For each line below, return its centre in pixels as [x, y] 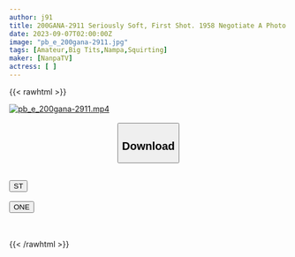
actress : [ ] [33, 67]
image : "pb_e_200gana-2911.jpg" [68, 42]
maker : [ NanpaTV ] [41, 58]
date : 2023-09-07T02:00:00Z [61, 34]
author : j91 [31, 17]
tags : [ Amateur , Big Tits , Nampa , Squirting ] [88, 50]
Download [148, 146]
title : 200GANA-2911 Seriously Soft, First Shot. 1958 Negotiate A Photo [148, 26]
